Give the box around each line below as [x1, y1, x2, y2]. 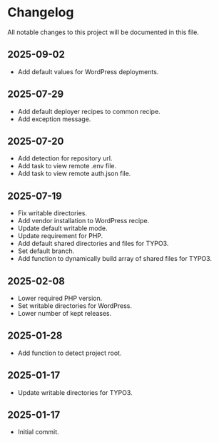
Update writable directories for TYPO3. [17, 388, 133, 396]
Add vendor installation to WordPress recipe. [17, 217, 150, 225]
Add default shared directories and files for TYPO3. [17, 240, 169, 248]
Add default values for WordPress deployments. [17, 67, 159, 76]
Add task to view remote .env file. [17, 162, 117, 170]
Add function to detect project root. [17, 349, 122, 357]
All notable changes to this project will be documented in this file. [7, 28, 200, 36]
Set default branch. [17, 247, 75, 255]
